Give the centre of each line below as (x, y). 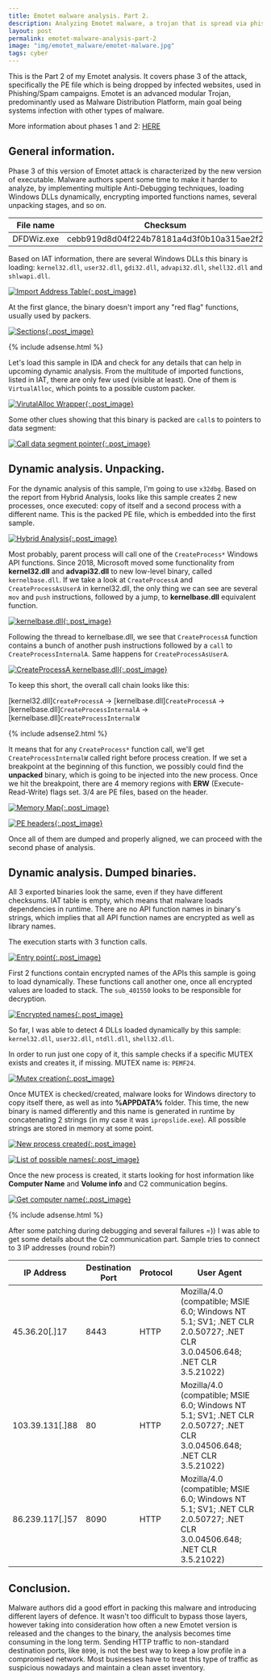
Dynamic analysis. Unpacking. (87, 469)
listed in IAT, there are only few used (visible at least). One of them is (122, 379)
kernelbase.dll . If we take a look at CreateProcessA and (101, 579)
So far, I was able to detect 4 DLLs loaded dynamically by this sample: (125, 1030)
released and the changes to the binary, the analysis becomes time (120, 1633)
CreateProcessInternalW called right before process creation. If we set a (128, 757)
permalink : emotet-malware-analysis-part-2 (83, 38)
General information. (62, 151)
